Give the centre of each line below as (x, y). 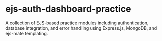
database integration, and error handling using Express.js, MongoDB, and (81, 28)
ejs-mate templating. (27, 33)
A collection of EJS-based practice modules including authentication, (77, 23)
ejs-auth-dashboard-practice (68, 9)
